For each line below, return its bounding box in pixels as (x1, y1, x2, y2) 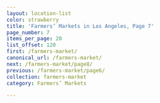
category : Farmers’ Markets (6, 80, 87, 87)
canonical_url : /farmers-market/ (6, 55, 102, 61)
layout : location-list (6, 10, 71, 17)
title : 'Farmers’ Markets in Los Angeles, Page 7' (6, 23, 155, 29)
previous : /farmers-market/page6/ (6, 67, 106, 74)
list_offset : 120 (6, 42, 56, 48)
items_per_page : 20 (6, 35, 62, 42)
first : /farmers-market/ (6, 48, 78, 55)
